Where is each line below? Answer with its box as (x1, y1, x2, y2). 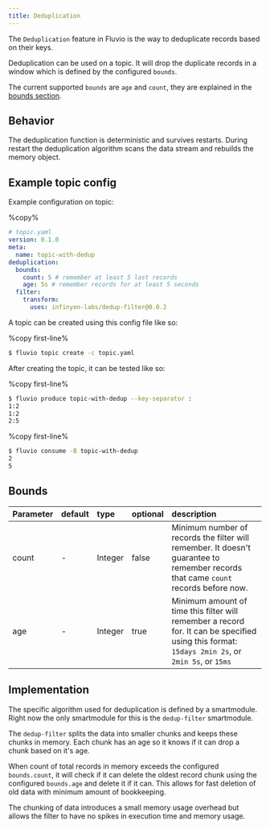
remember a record (171, 615, 245, 626)
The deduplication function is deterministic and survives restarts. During (8, 135, 247, 145)
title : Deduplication (8, 11, 81, 20)
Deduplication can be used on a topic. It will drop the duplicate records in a (8, 58, 257, 68)
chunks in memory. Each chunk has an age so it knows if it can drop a (8, 737, 239, 747)
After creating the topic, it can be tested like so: (8, 363, 166, 373)
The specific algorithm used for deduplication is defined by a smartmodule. (8, 704, 258, 714)
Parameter (12, 508, 54, 519)
